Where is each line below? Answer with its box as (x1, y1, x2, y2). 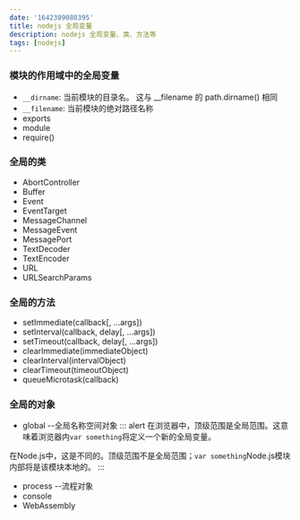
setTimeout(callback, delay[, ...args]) (21, 336, 159, 347)
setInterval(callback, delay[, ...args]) (21, 326, 156, 337)
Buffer (21, 186, 47, 197)
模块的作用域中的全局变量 (9, 69, 120, 82)
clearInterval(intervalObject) (21, 355, 127, 366)
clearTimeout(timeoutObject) (21, 365, 130, 376)
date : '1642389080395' (9, 13, 94, 22)
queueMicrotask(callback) (21, 374, 119, 386)
